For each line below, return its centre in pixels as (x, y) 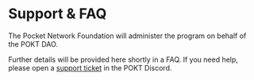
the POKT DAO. (33, 44)
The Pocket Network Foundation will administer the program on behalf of (127, 36)
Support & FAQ (58, 14)
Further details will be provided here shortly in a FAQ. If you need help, (123, 59)
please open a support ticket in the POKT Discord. (90, 67)
